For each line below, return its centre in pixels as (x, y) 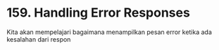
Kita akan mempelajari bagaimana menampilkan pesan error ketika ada (109, 32)
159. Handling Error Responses (99, 13)
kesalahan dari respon (39, 39)
